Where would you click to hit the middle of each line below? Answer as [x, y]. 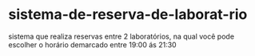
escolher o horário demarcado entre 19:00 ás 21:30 [93, 44]
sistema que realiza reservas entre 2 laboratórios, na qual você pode [121, 36]
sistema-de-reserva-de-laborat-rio [128, 15]
